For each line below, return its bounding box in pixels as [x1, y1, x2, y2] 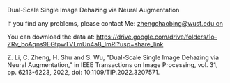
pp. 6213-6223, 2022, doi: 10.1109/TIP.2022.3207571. [7, 68, 160, 76]
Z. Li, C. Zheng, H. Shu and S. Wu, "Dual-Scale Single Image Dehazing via [7, 53, 220, 62]
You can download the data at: [7, 33, 95, 41]
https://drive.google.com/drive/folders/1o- [96, 33, 217, 41]
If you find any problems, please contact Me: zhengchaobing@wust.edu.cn [7, 19, 223, 27]
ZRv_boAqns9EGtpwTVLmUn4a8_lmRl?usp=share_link [7, 40, 164, 48]
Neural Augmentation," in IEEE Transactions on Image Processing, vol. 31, [7, 61, 218, 68]
